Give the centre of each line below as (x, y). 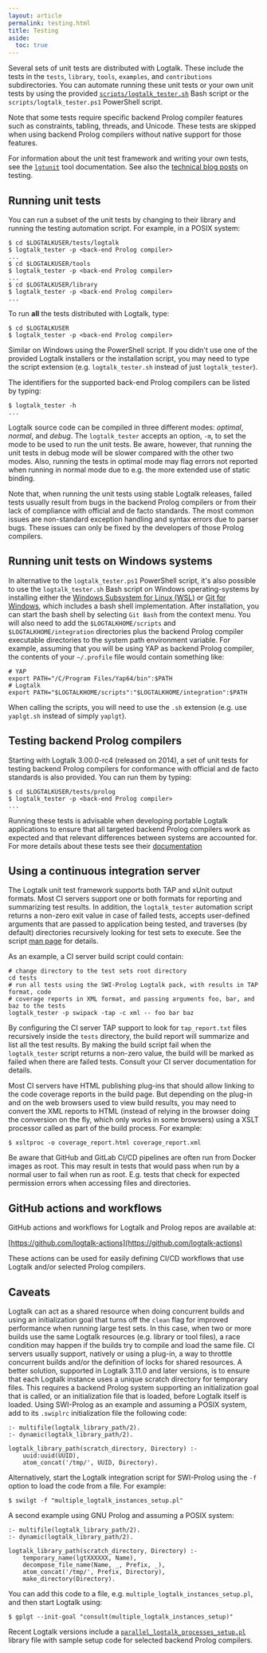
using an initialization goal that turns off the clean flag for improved (118, 1320)
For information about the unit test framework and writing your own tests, (128, 159)
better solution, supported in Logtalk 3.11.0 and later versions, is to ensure (129, 1371)
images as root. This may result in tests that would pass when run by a (124, 1166)
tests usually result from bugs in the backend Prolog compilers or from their (132, 502)
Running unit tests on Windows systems (110, 561)
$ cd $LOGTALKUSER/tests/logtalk (64, 243)
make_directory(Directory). (69, 1579)
